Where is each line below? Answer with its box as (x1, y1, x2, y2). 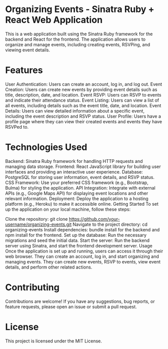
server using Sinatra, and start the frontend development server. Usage (5, 242, 153, 248)
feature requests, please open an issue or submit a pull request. (5, 303, 137, 310)
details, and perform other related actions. (5, 264, 93, 270)
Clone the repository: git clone (5, 216, 68, 222)
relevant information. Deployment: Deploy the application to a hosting (5, 195, 149, 202)
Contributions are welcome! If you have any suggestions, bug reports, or (5, 298, 155, 304)
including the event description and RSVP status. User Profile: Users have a (5, 113, 161, 119)
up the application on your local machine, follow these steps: (5, 206, 131, 212)
